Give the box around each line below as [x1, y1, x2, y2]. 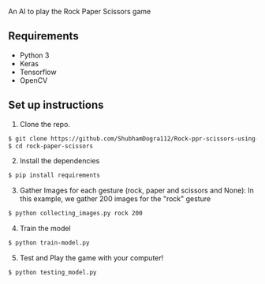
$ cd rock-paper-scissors [8, 142, 93, 150]
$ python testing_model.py [8, 268, 97, 276]
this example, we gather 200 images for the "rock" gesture [19, 194, 211, 204]
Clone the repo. [19, 119, 71, 129]
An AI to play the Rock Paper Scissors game [8, 7, 151, 16]
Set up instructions [8, 99, 104, 112]
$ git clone [8, 134, 47, 143]
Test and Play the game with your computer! [19, 253, 164, 263]
